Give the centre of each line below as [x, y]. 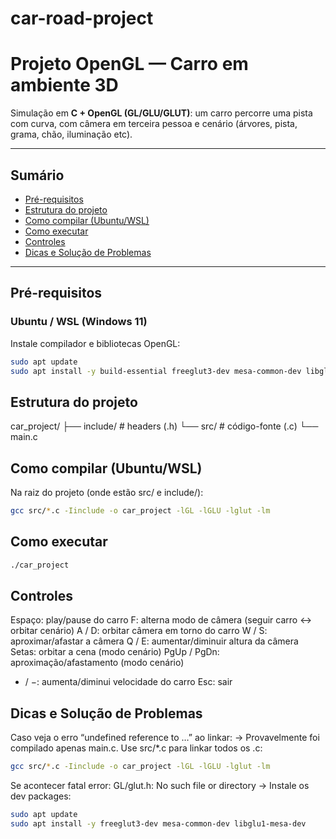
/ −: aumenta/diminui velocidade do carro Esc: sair [128, 682]
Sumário [37, 175]
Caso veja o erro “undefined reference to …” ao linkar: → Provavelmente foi [165, 738]
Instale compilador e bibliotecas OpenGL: [95, 343]
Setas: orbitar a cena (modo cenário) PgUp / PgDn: [115, 652]
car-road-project [82, 18]
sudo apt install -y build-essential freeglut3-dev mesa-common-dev [156, 371]
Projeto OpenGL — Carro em [129, 64]
